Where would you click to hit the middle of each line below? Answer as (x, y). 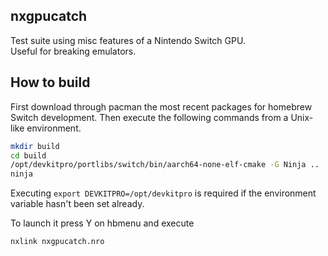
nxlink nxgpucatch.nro (57, 242)
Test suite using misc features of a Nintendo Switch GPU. (128, 40)
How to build (50, 82)
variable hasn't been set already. (77, 204)
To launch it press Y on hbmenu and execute (102, 223)
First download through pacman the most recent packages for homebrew (161, 106)
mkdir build (35, 146)
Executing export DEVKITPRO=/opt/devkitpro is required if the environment (163, 193)
